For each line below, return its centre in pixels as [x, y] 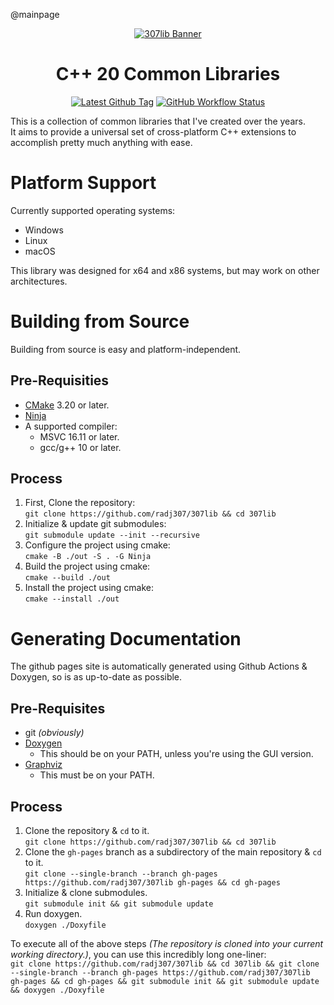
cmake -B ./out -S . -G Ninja [88, 557]
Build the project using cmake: [87, 566]
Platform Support [83, 183]
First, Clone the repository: [80, 503]
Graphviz [43, 765]
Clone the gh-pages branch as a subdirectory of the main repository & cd [173, 852]
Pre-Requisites [58, 708]
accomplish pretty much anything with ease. [101, 142]
